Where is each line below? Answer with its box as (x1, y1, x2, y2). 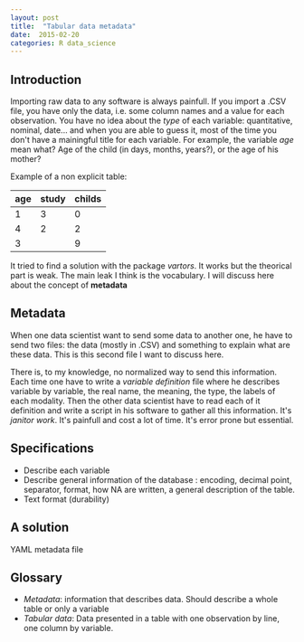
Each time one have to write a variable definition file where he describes (10, 376, 280, 387)
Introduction (10, 71, 82, 87)
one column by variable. (23, 623, 114, 634)
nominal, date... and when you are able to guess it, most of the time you (10, 125, 277, 136)
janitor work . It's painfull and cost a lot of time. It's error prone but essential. (10, 414, 294, 425)
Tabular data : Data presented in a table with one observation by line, (23, 613, 280, 624)
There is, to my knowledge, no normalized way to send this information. (10, 366, 277, 377)
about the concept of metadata (10, 279, 128, 290)
